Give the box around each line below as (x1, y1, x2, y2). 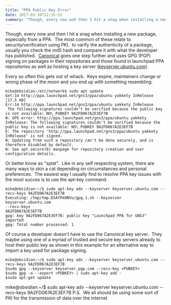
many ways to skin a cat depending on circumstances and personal (5, 166, 147, 172)
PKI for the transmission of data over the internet (5, 295, 108, 301)
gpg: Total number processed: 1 (5, 222, 74, 227)
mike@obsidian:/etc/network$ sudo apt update (5, 89, 103, 94)
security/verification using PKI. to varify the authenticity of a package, (5, 42, 154, 48)
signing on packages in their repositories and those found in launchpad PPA (5, 58, 164, 64)
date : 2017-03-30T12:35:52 (5, 12, 63, 17)
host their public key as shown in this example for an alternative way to (5, 242, 154, 248)
